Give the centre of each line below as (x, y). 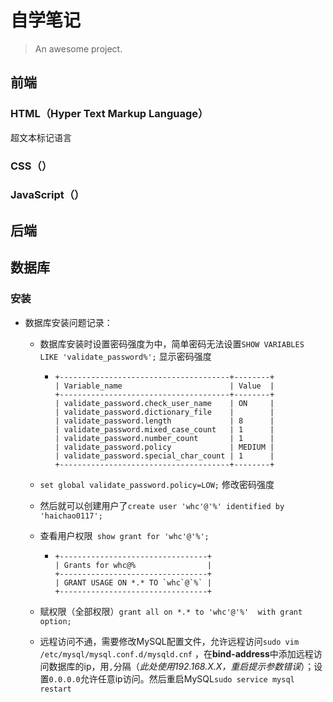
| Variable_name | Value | (164, 386)
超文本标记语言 (41, 137)
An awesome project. (78, 48)
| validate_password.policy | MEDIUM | (164, 447)
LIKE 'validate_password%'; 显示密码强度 (125, 356)
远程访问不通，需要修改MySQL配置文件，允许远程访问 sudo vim (169, 641)
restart (55, 689)
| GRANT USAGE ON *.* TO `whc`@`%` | (133, 582)
